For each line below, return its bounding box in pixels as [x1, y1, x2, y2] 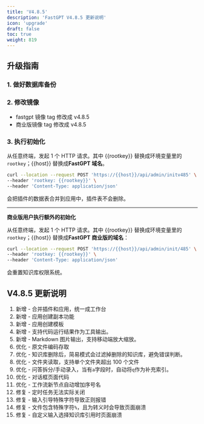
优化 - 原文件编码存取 [15, 343, 70, 350]
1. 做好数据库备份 [7, 80, 57, 89]
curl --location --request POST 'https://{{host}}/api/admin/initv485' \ [7, 172, 197, 178]
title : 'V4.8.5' [7, 8, 48, 15]
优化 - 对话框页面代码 [15, 373, 70, 380]
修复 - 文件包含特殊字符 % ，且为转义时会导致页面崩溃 [15, 403, 146, 411]
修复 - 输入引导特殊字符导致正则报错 [15, 396, 107, 403]
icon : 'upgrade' [7, 20, 48, 26]
